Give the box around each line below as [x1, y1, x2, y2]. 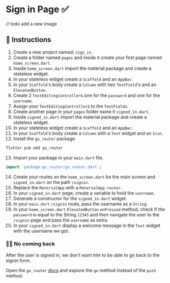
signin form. [6, 257, 31, 263]
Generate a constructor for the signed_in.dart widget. [13, 195, 127, 202]
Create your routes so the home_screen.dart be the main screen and [13, 174, 156, 180]
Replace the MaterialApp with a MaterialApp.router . [13, 184, 122, 190]
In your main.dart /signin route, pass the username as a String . [13, 201, 148, 207]
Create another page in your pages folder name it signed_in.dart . [13, 108, 150, 115]
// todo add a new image [6, 20, 58, 26]
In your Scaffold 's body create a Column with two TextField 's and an [13, 81, 157, 88]
